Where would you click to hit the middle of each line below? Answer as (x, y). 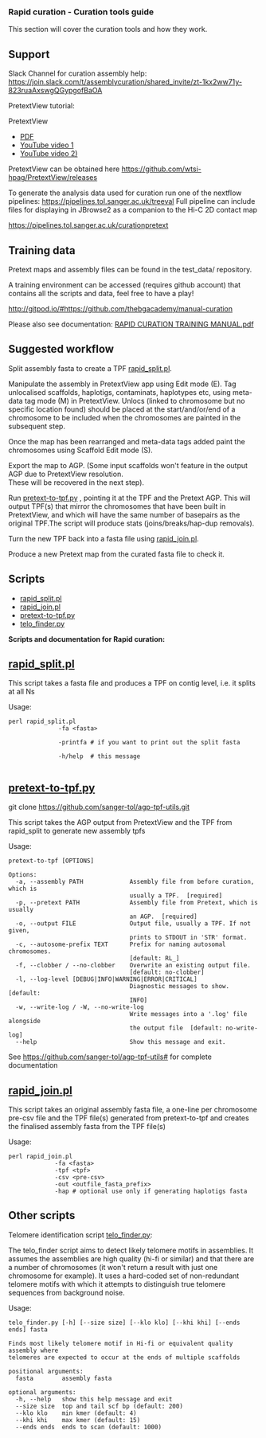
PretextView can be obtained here (64, 169)
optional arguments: (43, 1392)
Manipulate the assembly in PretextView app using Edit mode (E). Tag (122, 384)
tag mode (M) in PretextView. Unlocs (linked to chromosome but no (135, 401)
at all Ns (22, 692)
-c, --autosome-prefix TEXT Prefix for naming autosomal (121, 945)
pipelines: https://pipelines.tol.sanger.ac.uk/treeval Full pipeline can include (132, 201)
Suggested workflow (61, 349)
